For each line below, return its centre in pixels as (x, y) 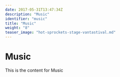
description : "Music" (27, 14)
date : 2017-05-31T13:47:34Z (34, 10)
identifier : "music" (26, 19)
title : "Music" (21, 23)
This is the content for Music (34, 70)
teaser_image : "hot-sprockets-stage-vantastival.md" (60, 32)
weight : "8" (17, 28)
